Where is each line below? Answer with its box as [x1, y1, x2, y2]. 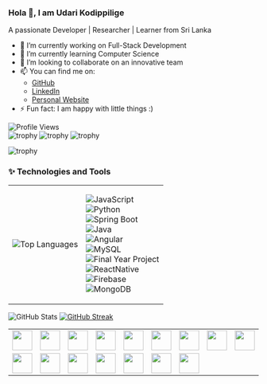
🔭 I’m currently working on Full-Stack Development [19, 41, 187, 50]
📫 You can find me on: [19, 67, 95, 76]
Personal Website [31, 95, 90, 104]
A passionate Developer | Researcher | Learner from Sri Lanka [8, 25, 212, 35]
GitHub [31, 78, 56, 88]
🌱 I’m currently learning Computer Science [19, 49, 160, 59]
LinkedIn [31, 87, 60, 96]
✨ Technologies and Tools [8, 167, 111, 178]
